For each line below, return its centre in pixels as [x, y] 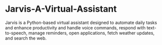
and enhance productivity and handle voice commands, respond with [75, 27]
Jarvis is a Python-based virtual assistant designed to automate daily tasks [81, 22]
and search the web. [26, 38]
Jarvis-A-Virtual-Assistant [61, 9]
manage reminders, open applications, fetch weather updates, [91, 33]
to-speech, [16, 33]
